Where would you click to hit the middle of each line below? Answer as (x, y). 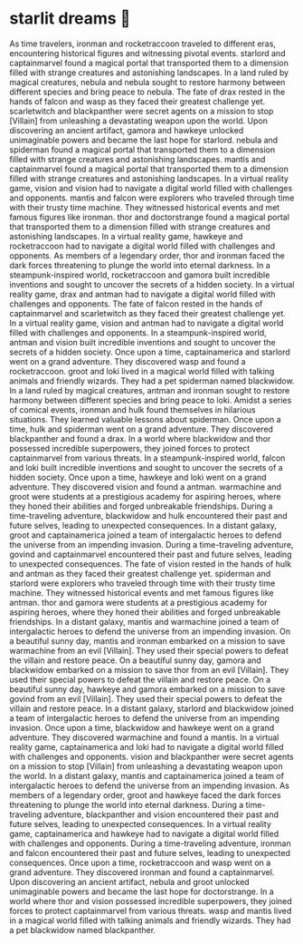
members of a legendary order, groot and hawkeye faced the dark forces (146, 795)
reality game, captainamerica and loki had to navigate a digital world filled (147, 746)
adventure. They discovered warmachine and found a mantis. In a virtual (144, 737)
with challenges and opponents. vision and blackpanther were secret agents (151, 756)
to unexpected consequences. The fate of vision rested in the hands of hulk (151, 564)
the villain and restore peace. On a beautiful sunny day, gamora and (136, 660)
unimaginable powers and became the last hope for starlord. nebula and (144, 140)
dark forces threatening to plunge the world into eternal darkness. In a (140, 265)
